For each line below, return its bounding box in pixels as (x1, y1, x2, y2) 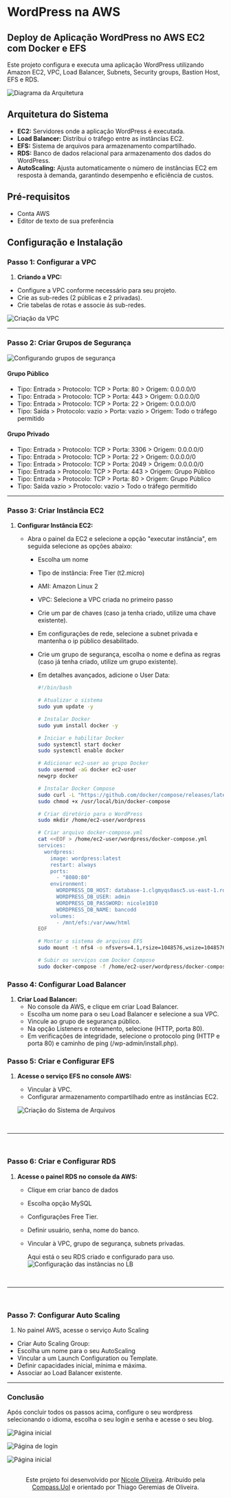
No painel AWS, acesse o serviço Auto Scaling (16, 1326, 149, 1334)
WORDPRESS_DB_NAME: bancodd (56, 906, 137, 913)
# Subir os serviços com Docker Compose (37, 957, 155, 964)
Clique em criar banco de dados (27, 1185, 119, 1194)
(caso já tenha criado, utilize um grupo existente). (37, 658, 178, 666)
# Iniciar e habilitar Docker (37, 734, 124, 742)
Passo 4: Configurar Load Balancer (7, 979, 126, 989)
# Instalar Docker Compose (37, 785, 115, 792)
